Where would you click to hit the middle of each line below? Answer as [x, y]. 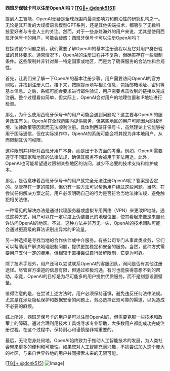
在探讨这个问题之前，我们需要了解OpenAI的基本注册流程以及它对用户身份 [82, 48]
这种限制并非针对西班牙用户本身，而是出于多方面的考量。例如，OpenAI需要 [84, 151]
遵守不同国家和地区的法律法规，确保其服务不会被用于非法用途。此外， [78, 157]
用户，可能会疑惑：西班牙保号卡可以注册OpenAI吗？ [86, 38]
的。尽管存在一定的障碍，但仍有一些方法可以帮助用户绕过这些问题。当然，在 [85, 187]
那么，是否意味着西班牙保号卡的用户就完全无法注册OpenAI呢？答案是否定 [82, 180]
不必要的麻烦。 [21, 306]
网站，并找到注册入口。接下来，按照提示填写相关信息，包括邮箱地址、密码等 [85, 85]
